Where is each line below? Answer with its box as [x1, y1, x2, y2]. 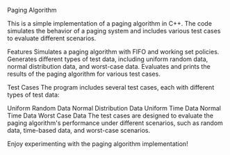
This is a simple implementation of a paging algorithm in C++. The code [7, 19, 212, 27]
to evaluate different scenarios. [7, 34, 97, 42]
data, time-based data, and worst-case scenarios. [7, 127, 151, 134]
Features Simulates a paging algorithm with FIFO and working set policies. [7, 48, 220, 56]
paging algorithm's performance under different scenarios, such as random [7, 119, 224, 127]
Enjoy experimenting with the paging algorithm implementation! [7, 140, 189, 148]
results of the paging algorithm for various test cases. [7, 70, 161, 78]
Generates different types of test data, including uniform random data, [7, 55, 208, 63]
